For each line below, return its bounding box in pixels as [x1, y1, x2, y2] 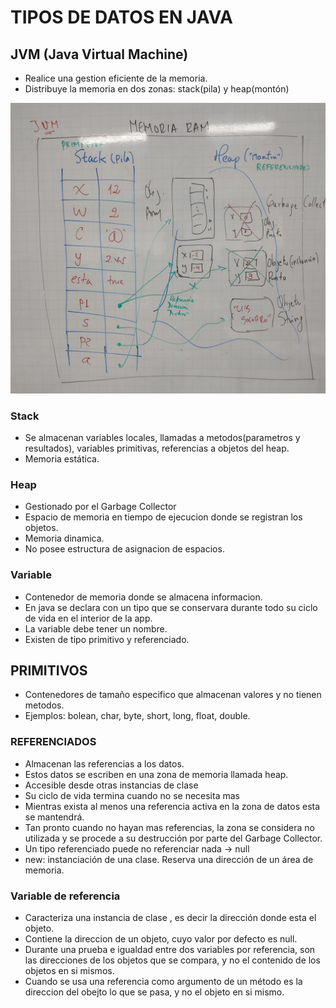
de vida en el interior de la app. [24, 612, 153, 624]
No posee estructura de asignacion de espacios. [24, 543, 225, 555]
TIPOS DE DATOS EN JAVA [10, 6, 233, 29]
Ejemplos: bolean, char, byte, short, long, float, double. [24, 710, 251, 722]
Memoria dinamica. [24, 532, 105, 545]
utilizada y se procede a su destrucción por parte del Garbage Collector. [24, 832, 323, 844]
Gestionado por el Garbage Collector [24, 501, 177, 513]
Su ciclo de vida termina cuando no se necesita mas [24, 789, 240, 801]
